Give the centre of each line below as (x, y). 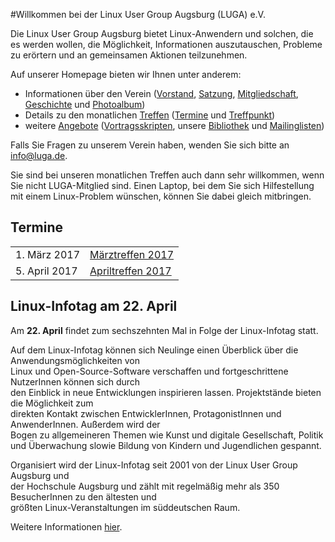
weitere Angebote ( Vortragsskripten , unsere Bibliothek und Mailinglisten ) (174, 125)
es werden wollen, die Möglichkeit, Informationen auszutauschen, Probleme (166, 44)
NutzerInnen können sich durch (75, 381)
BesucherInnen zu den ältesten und (83, 496)
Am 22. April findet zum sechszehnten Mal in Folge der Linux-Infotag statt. (164, 330)
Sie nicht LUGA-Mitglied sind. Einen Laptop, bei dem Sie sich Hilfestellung (162, 185)
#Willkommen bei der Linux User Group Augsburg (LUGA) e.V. (138, 14)
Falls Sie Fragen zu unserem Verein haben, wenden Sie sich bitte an (150, 145)
